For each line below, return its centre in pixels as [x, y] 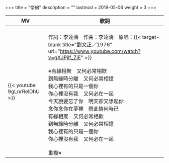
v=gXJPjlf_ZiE [65, 58]
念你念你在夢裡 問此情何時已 [83, 109]
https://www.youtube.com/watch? [100, 51]
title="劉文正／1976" [87, 45]
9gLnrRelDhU [24, 91]
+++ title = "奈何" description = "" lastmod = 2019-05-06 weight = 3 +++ [81, 7]
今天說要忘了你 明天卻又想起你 [86, 101]
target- [151, 37]
